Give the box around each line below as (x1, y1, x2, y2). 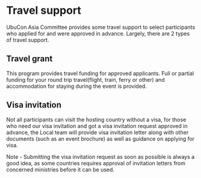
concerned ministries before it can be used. (6, 166, 115, 173)
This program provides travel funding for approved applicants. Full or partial (6, 70, 194, 77)
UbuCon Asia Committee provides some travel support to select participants (6, 23, 196, 31)
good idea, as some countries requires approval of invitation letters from (6, 159, 185, 167)
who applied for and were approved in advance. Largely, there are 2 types (6, 29, 190, 37)
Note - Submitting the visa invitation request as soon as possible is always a (6, 153, 195, 160)
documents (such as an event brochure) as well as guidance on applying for (6, 135, 195, 142)
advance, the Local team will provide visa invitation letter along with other (6, 129, 189, 136)
